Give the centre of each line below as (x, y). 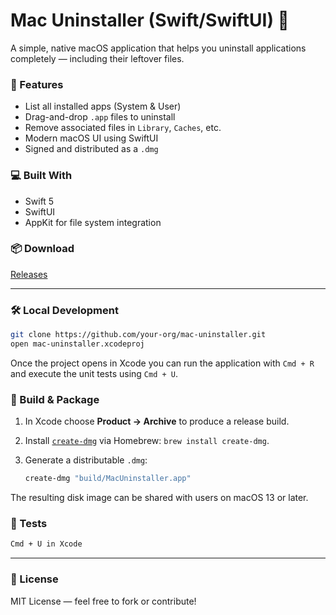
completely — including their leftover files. (97, 58)
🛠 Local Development (64, 310)
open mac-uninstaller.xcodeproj (77, 344)
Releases (29, 274)
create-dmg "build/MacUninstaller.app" (108, 479)
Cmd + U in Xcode (46, 544)
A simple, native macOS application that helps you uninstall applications (158, 48)
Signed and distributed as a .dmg (91, 149)
